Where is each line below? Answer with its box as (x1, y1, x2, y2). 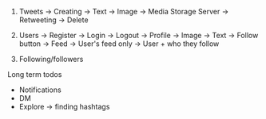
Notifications (18, 85, 62, 94)
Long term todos (7, 70, 62, 79)
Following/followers (18, 55, 84, 63)
